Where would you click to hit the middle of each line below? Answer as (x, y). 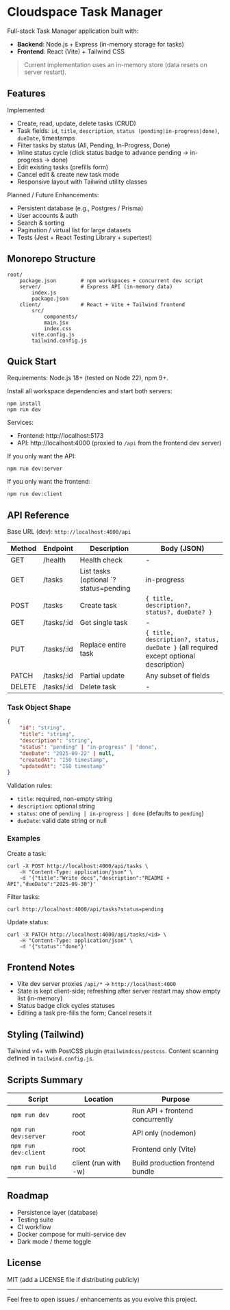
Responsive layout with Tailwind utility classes (82, 182)
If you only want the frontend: (49, 482)
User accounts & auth (48, 215)
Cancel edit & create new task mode (68, 174)
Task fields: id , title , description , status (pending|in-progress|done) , (118, 130)
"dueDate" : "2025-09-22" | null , (67, 753)
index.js (44, 293)
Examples (24, 839)
